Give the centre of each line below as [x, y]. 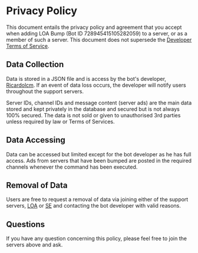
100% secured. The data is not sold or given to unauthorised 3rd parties [93, 115]
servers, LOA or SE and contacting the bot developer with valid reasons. [93, 206]
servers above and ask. [34, 245]
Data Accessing [36, 140]
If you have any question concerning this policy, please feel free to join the [97, 239]
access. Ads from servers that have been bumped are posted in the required [99, 160]
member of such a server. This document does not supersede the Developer [99, 40]
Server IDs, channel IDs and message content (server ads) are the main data [99, 103]
